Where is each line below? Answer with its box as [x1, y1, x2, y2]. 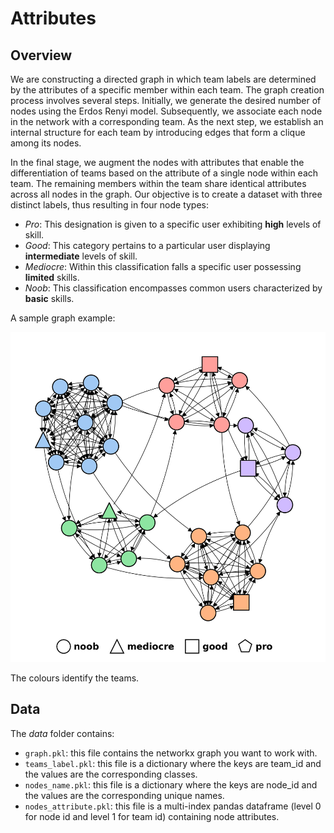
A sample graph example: [10, 312, 116, 324]
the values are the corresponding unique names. [24, 789, 225, 801]
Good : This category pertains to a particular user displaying [24, 240, 271, 251]
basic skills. [24, 293, 75, 304]
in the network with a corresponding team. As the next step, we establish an [10, 116, 324, 127]
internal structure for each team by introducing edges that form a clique [10, 127, 306, 138]
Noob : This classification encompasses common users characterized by [24, 282, 323, 294]
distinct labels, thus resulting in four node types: [10, 199, 210, 211]
